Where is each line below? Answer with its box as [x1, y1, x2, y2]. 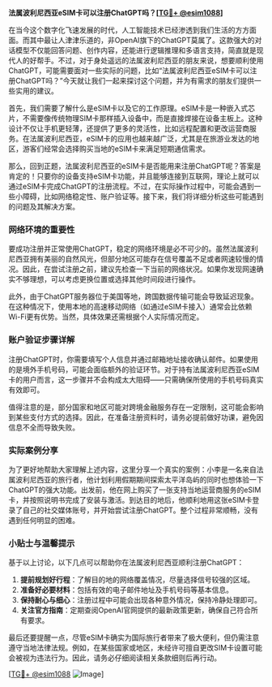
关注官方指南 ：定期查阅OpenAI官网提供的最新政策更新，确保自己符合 [19, 605, 251, 616]
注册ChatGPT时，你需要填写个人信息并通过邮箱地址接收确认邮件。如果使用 [8, 354, 259, 364]
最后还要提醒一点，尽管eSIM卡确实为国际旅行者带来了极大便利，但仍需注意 [8, 633, 260, 642]
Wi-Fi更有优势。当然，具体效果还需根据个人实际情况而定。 [8, 312, 204, 322]
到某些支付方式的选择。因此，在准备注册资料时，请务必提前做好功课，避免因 [8, 412, 264, 421]
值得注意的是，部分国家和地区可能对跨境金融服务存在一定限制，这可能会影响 [8, 402, 264, 412]
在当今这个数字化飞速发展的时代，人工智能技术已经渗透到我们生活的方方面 [8, 25, 257, 35]
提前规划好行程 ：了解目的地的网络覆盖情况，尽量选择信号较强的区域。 [19, 575, 255, 585]
